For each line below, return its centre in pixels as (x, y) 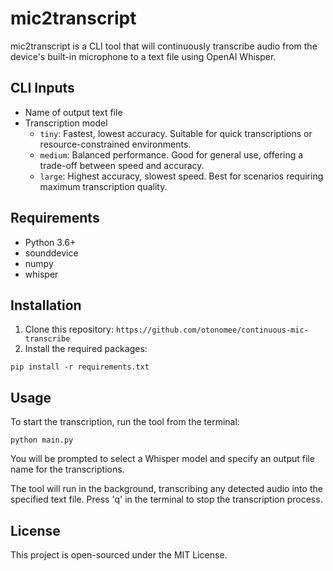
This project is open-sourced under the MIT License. (119, 555)
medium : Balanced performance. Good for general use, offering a (171, 154)
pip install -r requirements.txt (80, 367)
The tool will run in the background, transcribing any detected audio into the (166, 489)
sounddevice (51, 253)
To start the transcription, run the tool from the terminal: (125, 422)
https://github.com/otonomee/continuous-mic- (212, 330)
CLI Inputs (42, 88)
